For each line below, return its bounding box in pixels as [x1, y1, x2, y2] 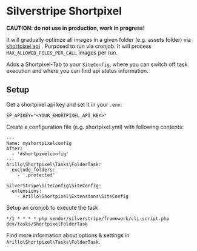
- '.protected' [17, 172, 56, 178]
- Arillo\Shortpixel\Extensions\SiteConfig [17, 193, 129, 199]
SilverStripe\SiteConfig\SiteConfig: [6, 182, 102, 189]
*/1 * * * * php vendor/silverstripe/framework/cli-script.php [6, 215, 170, 222]
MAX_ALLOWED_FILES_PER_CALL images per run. [6, 49, 118, 56]
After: [6, 146, 23, 152]
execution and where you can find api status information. [6, 67, 149, 74]
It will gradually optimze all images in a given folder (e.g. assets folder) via [6, 36, 191, 43]
